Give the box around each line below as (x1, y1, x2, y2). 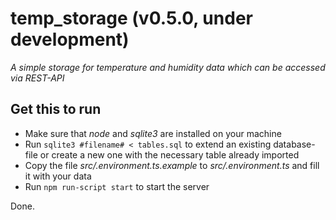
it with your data (24, 170, 92, 182)
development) (10, 28, 130, 51)
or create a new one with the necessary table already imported (39, 148, 300, 161)
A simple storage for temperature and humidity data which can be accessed (10, 61, 326, 73)
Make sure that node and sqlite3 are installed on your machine (24, 127, 282, 139)
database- (273, 138, 316, 150)
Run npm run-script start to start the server (24, 180, 210, 192)
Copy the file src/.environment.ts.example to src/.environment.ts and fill (24, 159, 320, 171)
